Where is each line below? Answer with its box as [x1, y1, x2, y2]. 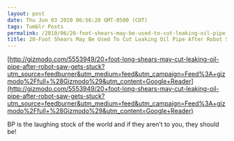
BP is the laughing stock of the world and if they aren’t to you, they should [7, 120, 219, 128]
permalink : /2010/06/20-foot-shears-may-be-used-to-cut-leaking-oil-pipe [7, 29, 226, 37]
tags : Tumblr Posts [7, 23, 64, 30]
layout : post [7, 10, 45, 17]
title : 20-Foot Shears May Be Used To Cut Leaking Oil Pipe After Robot [7, 36, 223, 43]
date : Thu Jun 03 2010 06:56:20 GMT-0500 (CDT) [7, 17, 148, 24]
